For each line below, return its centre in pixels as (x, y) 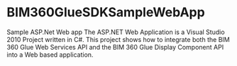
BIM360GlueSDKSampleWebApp (106, 12)
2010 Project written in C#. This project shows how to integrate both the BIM (118, 39)
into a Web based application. (50, 55)
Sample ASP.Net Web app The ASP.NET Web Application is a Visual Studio (116, 32)
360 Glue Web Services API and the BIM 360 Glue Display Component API (115, 47)
